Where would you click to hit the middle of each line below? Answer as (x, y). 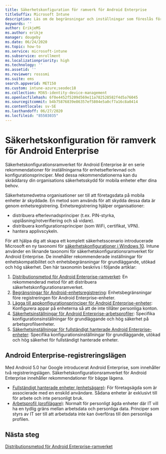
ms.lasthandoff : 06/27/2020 (34, 111)
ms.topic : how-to (23, 47)
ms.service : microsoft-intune (36, 51)
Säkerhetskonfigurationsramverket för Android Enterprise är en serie (75, 165)
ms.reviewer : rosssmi (27, 74)
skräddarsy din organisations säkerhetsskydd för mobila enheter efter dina (81, 180)
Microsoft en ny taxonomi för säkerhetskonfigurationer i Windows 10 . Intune (82, 246)
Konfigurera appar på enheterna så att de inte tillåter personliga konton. (85, 308)
